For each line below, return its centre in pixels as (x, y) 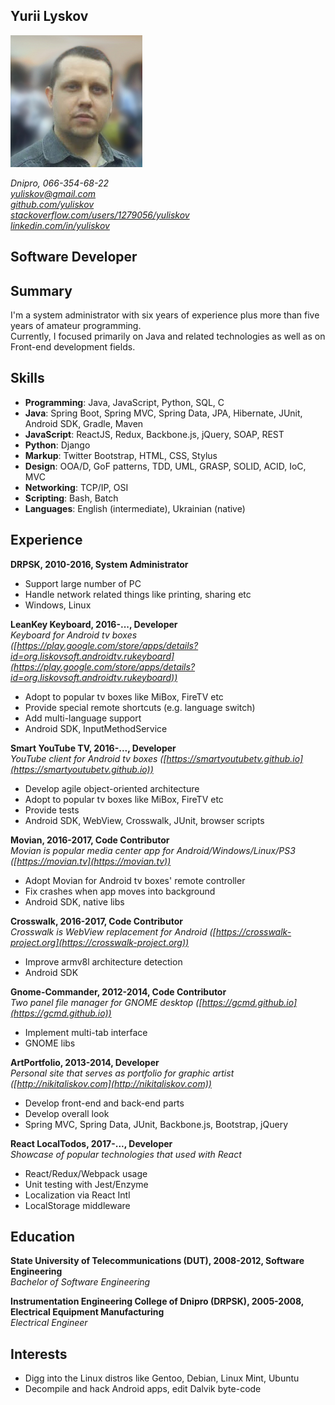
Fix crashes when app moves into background (120, 891)
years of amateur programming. (76, 326)
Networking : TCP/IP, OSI (76, 487)
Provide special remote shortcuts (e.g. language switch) (140, 707)
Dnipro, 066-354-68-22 (60, 183)
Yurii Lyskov (49, 16)
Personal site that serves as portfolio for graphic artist (122, 1073)
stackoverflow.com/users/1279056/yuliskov (100, 215)
